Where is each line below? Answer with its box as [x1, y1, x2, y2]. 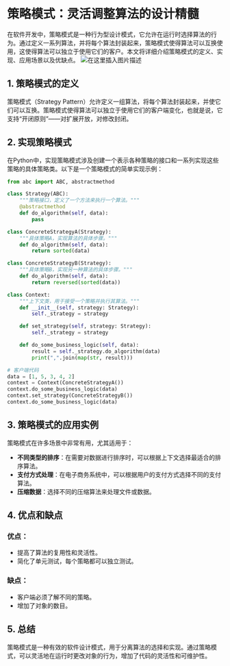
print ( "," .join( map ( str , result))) [31, 354, 133, 361]
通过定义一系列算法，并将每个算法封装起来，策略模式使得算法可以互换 [18, 38, 217, 47]
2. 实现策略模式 [7, 136, 72, 148]
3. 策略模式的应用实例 [7, 419, 99, 431]
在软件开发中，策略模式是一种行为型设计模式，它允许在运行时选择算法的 [7, 30, 211, 38]
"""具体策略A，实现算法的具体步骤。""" [19, 234, 118, 242]
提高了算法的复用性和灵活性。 [16, 549, 101, 557]
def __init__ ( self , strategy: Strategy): [19, 304, 139, 311]
